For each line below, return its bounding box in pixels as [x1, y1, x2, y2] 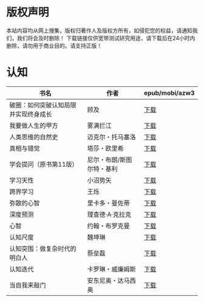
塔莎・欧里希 [87, 144, 124, 153]
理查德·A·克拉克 [87, 210, 132, 219]
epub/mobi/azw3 [143, 89, 195, 97]
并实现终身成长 [9, 110, 53, 118]
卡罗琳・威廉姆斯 [87, 265, 137, 273]
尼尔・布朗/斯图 [87, 156, 132, 164]
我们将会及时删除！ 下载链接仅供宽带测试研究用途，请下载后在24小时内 [16, 34, 195, 41]
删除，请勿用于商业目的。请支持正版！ [6, 42, 102, 49]
